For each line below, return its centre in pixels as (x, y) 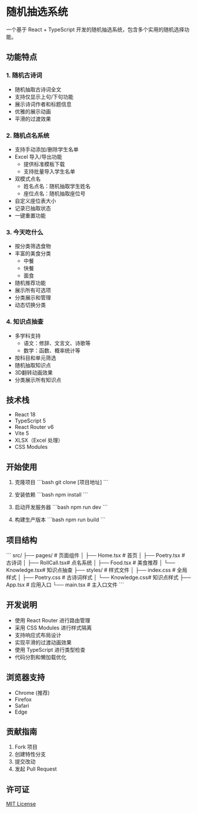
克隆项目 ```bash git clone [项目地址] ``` (61, 482)
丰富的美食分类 (33, 254)
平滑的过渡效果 (33, 119)
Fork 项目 (26, 747)
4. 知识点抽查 (25, 322)
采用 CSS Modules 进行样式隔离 (53, 628)
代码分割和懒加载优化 (40, 657)
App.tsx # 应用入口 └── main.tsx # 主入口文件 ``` (65, 584)
